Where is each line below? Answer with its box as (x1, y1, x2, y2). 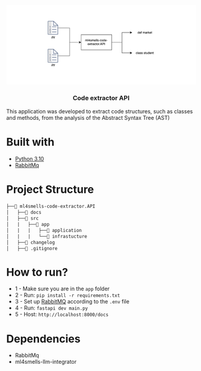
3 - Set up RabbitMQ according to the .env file (14, 298, 129, 305)
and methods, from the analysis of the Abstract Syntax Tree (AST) (6, 114, 170, 121)
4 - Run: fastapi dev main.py (14, 304, 88, 311)
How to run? (6, 265, 68, 279)
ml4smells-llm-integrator (14, 358, 77, 366)
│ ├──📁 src (6, 215, 39, 221)
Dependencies (6, 332, 81, 346)
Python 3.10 (14, 155, 44, 162)
